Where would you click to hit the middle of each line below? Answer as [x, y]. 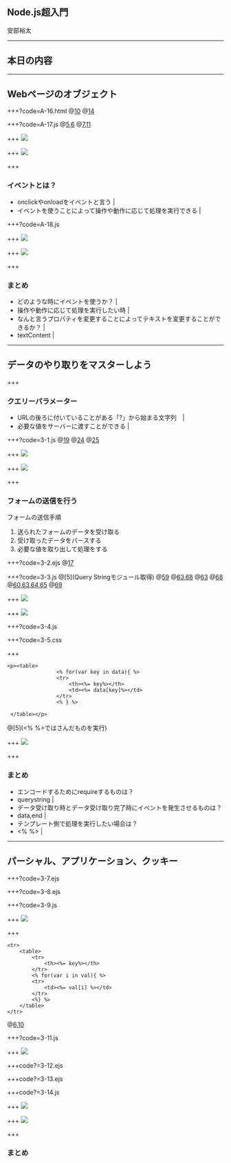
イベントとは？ [32, 186]
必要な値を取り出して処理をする [62, 549]
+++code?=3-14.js [33, 1092]
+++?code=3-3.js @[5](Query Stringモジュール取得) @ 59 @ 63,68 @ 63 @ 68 [115, 577]
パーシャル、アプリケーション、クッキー [92, 861]
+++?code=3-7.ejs [33, 878]
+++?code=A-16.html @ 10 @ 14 [51, 111]
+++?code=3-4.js [32, 627]
